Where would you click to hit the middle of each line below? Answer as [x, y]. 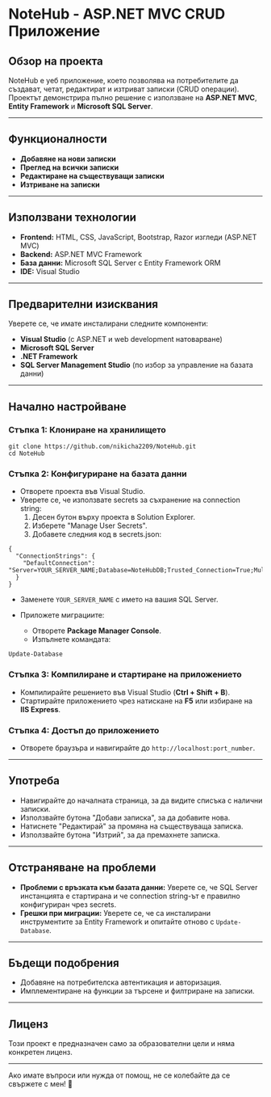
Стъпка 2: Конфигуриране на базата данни [98, 474]
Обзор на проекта [56, 61]
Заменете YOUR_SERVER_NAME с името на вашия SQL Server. [119, 600]
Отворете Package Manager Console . [96, 631]
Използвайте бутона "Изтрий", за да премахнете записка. [120, 834]
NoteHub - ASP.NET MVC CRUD [117, 14]
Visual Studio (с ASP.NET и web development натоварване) [121, 340]
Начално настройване [67, 406]
